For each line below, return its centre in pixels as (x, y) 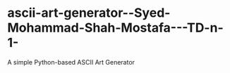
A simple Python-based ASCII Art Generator (71, 62)
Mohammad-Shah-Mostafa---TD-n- (115, 28)
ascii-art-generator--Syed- (89, 13)
